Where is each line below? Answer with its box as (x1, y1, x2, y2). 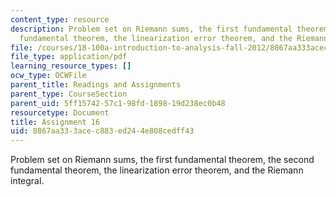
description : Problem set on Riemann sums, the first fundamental (10, 24, 293, 34)
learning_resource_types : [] (10, 61, 132, 71)
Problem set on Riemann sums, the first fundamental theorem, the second (10, 154, 315, 166)
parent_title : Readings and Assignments (10, 80, 182, 90)
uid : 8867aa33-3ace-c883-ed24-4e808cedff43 (10, 126, 195, 136)
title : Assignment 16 (10, 117, 101, 127)
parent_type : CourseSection (10, 89, 128, 99)
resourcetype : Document (10, 107, 110, 118)
